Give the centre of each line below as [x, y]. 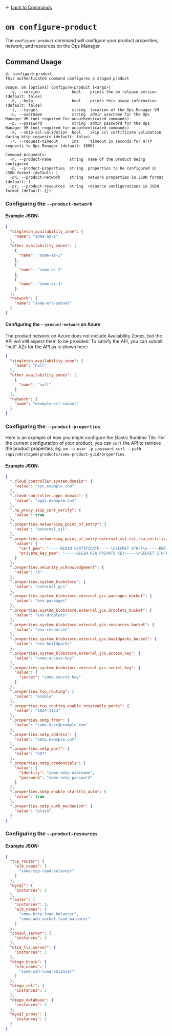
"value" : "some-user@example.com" [51, 725]
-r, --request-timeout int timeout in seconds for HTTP [81, 141]
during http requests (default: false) [48, 137]
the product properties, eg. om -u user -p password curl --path [73, 448]
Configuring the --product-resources [52, 834]
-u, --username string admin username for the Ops [80, 114]
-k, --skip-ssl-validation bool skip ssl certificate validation [85, 132]
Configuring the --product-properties [53, 427]
